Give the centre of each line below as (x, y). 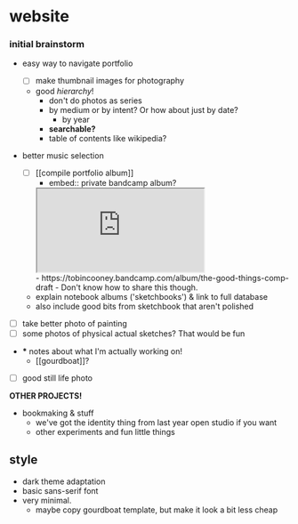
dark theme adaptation (64, 481)
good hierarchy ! (64, 91)
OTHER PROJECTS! (46, 395)
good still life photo (57, 378)
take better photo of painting (74, 323)
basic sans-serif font (60, 490)
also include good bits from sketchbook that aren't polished (145, 306)
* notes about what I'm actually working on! (102, 351)
